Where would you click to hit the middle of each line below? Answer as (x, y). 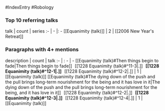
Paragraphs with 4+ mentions (42, 50)
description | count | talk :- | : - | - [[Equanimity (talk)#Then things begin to (82, 60)
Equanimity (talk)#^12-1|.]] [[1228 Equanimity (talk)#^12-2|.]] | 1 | (73, 71)
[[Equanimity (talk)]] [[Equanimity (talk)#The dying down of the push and (80, 76)
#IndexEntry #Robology (29, 7)
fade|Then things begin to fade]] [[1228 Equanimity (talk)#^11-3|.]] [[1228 (82, 66)
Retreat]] (14, 37)
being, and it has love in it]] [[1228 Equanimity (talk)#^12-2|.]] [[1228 (77, 92)
